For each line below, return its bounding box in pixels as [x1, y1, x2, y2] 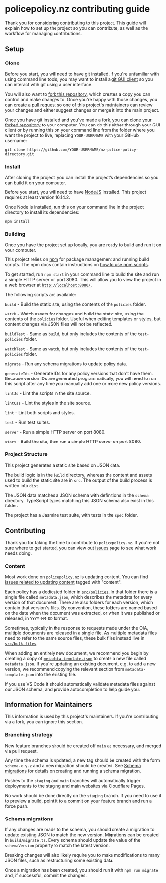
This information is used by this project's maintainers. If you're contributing [5, 713, 159, 720]
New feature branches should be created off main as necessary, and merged [5, 743, 162, 749]
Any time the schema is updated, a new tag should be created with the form [5, 757, 160, 763]
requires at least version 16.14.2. [5, 194, 70, 200]
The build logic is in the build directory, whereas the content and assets [5, 472, 152, 478]
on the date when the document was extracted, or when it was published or [5, 610, 160, 616]
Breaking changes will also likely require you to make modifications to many [5, 852, 160, 858]
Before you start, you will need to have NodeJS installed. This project [5, 189, 146, 195]
